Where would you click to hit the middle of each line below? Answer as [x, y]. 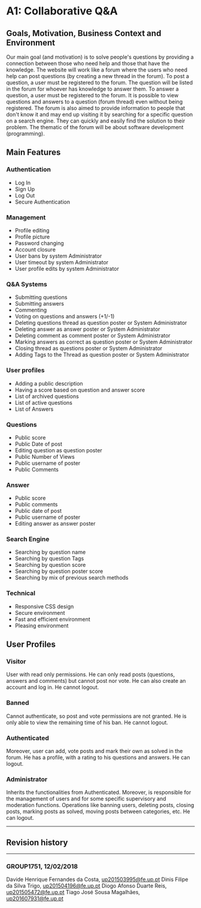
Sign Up [25, 189]
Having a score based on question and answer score [80, 390]
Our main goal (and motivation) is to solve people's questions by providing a [100, 57]
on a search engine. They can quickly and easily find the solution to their [96, 121]
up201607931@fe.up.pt [35, 898]
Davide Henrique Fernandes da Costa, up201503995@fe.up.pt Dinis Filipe [97, 879]
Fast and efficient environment [53, 619]
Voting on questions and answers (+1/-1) [65, 316]
